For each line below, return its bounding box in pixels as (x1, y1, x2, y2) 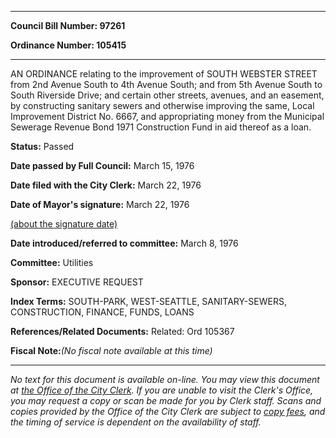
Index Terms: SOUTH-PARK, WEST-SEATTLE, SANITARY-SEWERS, (10, 296, 287, 307)
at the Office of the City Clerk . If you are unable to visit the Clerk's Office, (10, 384, 314, 396)
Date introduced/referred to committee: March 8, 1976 (10, 237, 239, 249)
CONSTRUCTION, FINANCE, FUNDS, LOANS (10, 306, 195, 318)
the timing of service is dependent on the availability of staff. (10, 416, 262, 428)
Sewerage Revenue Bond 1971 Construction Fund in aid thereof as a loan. (10, 121, 312, 133)
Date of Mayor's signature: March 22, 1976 (10, 199, 190, 210)
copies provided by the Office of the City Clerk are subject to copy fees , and (10, 406, 326, 417)
